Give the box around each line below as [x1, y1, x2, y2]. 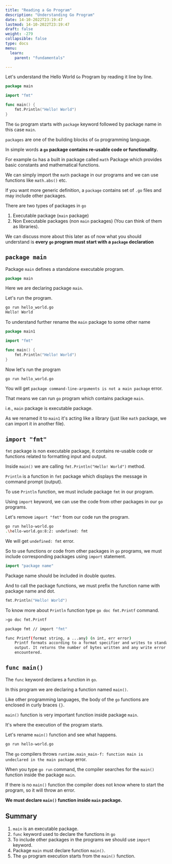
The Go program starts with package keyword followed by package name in [5, 121, 162, 127]
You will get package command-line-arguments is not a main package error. [5, 385, 163, 391]
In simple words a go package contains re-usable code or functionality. [5, 146, 158, 152]
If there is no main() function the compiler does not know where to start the [5, 781, 164, 788]
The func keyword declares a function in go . [5, 676, 97, 682]
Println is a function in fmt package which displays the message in [5, 473, 147, 480]
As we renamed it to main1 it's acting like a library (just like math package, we [5, 415, 167, 421]
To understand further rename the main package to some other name [5, 319, 150, 325]
